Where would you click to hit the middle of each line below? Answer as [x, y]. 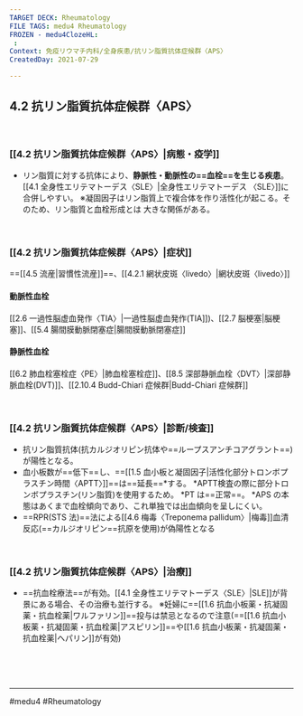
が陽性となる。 [50, 461]
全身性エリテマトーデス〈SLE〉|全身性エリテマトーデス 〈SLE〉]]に [165, 187]
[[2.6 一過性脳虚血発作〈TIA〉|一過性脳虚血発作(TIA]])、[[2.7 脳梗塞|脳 [141, 318]
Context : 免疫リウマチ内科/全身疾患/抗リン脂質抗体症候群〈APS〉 [118, 52]
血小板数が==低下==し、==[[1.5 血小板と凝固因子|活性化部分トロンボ [151, 472]
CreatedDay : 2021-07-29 [54, 60]
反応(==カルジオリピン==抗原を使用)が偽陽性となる [119, 529]
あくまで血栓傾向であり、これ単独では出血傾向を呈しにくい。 [153, 506]
